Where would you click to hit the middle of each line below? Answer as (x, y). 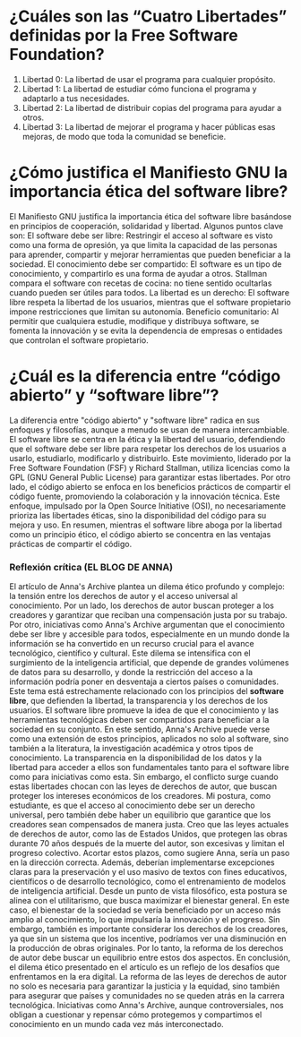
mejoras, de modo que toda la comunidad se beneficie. (124, 136)
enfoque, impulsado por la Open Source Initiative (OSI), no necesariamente (148, 506)
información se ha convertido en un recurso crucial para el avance (132, 644)
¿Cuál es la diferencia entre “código (145, 377)
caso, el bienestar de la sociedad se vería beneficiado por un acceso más (145, 910)
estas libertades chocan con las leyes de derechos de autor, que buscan (143, 786)
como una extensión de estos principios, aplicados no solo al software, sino (149, 739)
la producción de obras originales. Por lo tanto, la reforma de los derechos (146, 948)
